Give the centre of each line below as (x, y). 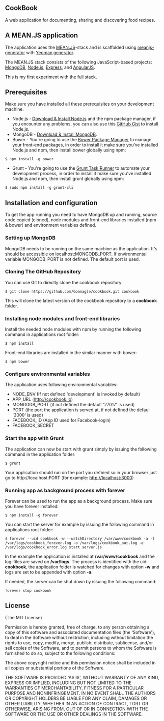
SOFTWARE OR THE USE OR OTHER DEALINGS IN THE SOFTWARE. (74, 714)
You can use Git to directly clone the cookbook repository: (64, 282)
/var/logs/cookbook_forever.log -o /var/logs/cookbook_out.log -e (74, 543)
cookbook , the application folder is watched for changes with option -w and (82, 567)
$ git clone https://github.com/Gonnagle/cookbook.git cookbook (72, 291)
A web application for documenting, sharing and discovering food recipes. (80, 20)
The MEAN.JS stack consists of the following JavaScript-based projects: (79, 62)
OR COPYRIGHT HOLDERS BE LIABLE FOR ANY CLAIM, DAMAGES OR (76, 698)
